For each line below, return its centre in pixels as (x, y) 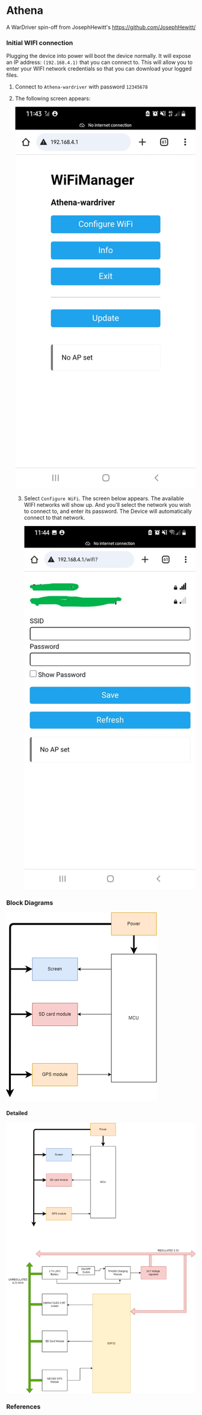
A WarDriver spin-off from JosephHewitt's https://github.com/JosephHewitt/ (101, 27)
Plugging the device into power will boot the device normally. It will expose (99, 56)
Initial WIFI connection (40, 43)
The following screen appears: (53, 99)
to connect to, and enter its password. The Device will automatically (108, 511)
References (23, 1407)
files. (12, 75)
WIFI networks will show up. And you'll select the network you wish (107, 505)
